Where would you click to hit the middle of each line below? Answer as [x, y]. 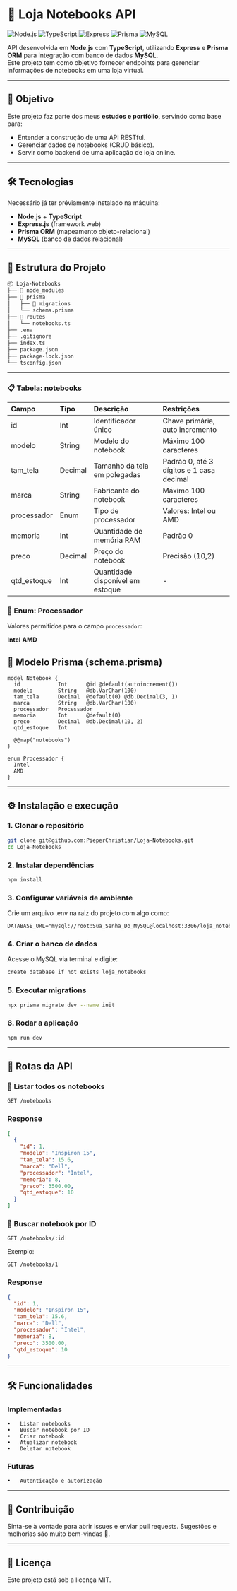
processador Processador [53, 710]
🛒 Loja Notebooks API [72, 14]
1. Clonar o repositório [46, 826]
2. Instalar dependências [51, 865]
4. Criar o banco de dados [52, 944]
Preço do [109, 552]
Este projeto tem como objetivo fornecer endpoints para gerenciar [103, 62]
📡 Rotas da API [40, 1066]
